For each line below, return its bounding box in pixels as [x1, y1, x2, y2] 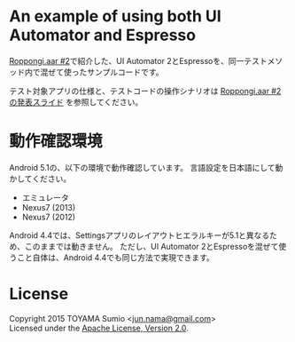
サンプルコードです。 [87, 67, 164, 77]
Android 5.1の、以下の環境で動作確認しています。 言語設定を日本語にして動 [9, 162, 283, 172]
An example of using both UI [9, 6, 221, 27]
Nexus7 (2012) [21, 211, 76, 222]
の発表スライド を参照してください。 [9, 96, 144, 107]
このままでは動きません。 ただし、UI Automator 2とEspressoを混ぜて [24, 241, 279, 251]
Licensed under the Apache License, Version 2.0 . [9, 322, 189, 333]
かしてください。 [9, 173, 72, 184]
